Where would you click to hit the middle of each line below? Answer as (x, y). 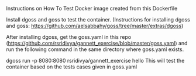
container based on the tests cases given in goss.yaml (72, 67)
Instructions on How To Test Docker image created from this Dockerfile (92, 8)
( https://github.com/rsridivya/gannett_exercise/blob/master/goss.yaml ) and (97, 43)
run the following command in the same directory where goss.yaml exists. (95, 49)
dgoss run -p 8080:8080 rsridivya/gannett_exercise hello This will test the (95, 61)
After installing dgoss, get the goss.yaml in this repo (69, 37)
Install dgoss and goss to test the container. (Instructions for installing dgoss (98, 19)
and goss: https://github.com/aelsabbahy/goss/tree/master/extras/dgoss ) (95, 26)
